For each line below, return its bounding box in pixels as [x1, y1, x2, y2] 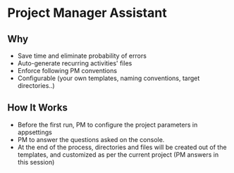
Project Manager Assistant [7, 5, 167, 21]
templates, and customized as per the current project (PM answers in [17, 150, 219, 159]
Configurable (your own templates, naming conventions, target [17, 74, 200, 82]
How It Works [7, 102, 68, 114]
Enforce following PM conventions [17, 67, 118, 75]
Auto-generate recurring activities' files [17, 59, 133, 68]
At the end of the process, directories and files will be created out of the [17, 143, 227, 151]
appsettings [17, 128, 53, 136]
